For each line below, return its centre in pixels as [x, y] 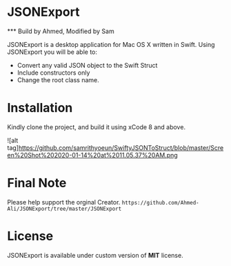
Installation [40, 108]
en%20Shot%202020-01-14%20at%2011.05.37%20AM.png [92, 155]
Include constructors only [53, 73]
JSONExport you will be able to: [52, 52]
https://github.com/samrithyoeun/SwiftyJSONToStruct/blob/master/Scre [121, 148]
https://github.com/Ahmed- [160, 202]
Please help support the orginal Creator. [64, 202]
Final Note [37, 183]
